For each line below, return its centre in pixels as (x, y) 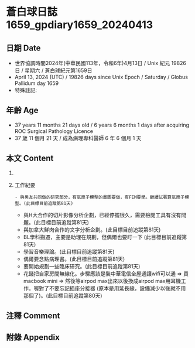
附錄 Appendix (33, 337)
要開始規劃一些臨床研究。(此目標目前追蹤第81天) (82, 266)
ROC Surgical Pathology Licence (54, 131)
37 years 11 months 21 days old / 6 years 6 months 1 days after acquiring (102, 125)
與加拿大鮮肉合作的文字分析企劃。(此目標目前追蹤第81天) (92, 230)
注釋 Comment (33, 316)
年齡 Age (22, 110)
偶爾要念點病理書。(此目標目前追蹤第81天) (74, 259)
